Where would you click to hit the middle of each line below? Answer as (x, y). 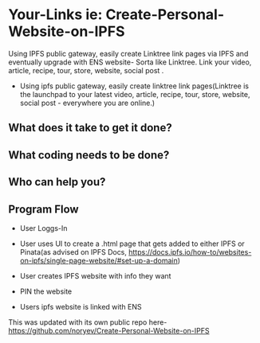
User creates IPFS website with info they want (95, 275)
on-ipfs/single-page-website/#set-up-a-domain (98, 260)
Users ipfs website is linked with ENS (81, 306)
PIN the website (46, 291)
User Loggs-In (43, 228)
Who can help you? (57, 182)
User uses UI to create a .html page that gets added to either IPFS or (132, 244)
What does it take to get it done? (91, 128)
